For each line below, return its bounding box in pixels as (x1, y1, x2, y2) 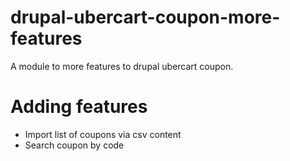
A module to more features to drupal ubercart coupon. (10, 60, 234, 72)
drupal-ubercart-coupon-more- (10, 6, 281, 29)
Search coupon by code (24, 139, 125, 151)
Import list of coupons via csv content (24, 128, 182, 140)
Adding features (10, 96, 148, 118)
